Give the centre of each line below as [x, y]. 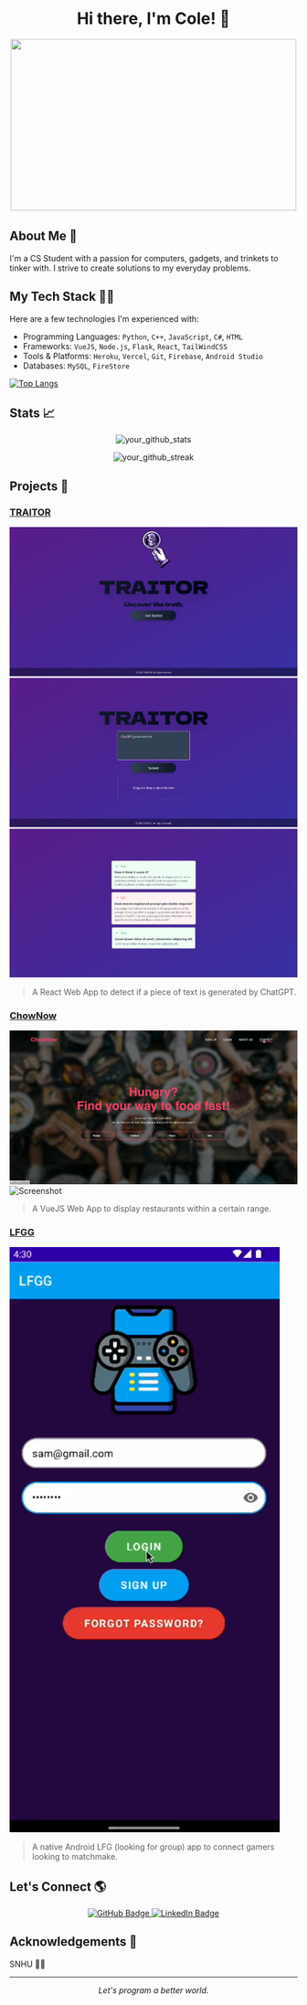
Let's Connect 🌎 [58, 1887]
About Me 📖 [43, 236]
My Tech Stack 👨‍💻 [62, 297]
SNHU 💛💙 [27, 1964]
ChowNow [33, 1016]
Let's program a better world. [153, 1990]
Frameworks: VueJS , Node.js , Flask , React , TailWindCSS [125, 346]
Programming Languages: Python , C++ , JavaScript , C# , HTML [133, 336]
